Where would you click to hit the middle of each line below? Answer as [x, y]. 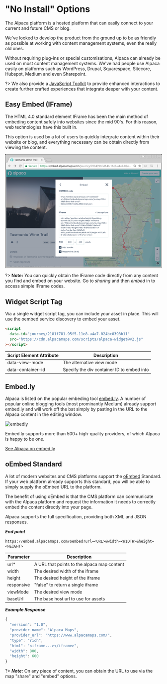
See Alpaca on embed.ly [30, 448]
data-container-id [26, 370]
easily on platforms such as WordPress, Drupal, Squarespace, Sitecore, [78, 69]
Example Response [25, 610]
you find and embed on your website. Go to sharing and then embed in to [80, 281]
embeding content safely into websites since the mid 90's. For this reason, [82, 122]
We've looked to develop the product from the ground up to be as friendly [81, 38]
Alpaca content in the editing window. [44, 414]
